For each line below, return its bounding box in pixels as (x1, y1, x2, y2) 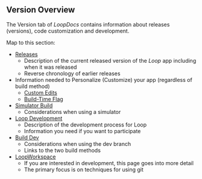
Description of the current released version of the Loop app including (24, 57, 197, 64)
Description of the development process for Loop (24, 121, 147, 128)
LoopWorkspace (14, 153, 56, 160)
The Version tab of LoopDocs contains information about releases (6, 20, 170, 28)
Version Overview (6, 5, 75, 15)
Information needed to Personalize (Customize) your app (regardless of (14, 76, 193, 83)
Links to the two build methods (24, 146, 101, 154)
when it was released (24, 63, 77, 71)
